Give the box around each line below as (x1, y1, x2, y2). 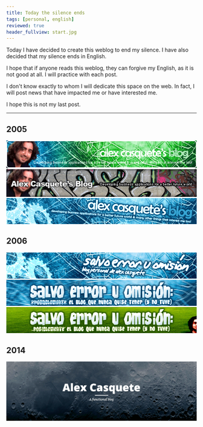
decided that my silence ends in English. (6, 53, 107, 60)
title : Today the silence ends (6, 10, 85, 16)
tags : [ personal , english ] (6, 16, 74, 22)
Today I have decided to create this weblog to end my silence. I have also (6, 46, 189, 54)
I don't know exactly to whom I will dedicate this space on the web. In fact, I (6, 82, 195, 90)
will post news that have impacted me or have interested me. (6, 89, 158, 96)
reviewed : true (6, 22, 45, 28)
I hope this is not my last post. (6, 101, 81, 108)
